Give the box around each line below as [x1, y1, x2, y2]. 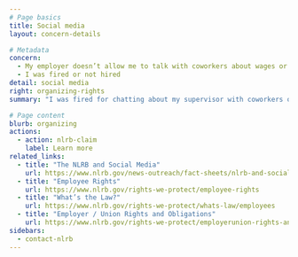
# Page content [9, 111, 66, 120]
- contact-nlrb [17, 234, 74, 244]
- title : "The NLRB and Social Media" [17, 160, 161, 169]
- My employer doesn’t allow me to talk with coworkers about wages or [17, 62, 288, 71]
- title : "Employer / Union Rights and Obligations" [17, 210, 216, 219]
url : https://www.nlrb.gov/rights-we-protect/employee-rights [25, 185, 260, 194]
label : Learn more [25, 144, 93, 153]
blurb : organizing [9, 119, 77, 128]
